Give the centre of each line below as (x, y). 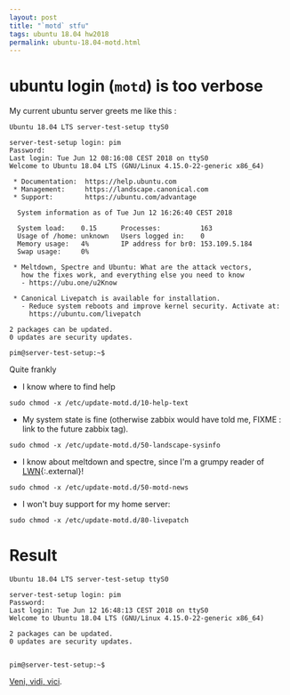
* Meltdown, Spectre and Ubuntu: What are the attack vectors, (133, 268)
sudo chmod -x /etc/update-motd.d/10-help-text (99, 403)
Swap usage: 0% (53, 252)
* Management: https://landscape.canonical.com (111, 190)
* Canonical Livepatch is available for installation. (117, 299)
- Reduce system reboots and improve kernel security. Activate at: (150, 307)
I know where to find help (68, 387)
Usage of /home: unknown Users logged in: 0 (111, 237)
